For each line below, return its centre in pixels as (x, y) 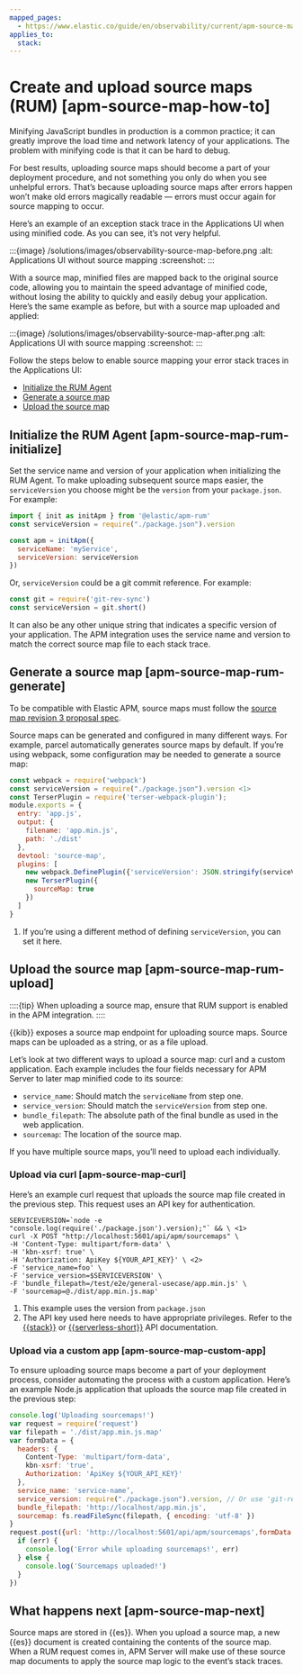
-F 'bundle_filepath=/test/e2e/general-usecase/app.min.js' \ (128, 1283)
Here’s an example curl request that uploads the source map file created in (147, 1194)
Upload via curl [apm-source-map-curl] (98, 1174)
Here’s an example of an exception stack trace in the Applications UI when (147, 224)
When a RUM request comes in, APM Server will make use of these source (147, 1652)
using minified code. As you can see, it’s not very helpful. (115, 233)
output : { (36, 822)
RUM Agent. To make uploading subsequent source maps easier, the (136, 480)
